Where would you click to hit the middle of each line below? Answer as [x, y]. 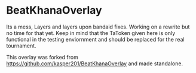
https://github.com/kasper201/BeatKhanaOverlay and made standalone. [95, 64]
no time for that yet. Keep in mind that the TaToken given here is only [91, 33]
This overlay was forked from [42, 57]
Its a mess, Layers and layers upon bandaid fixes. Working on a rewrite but [98, 27]
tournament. [22, 46]
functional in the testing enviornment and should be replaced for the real [95, 39]
